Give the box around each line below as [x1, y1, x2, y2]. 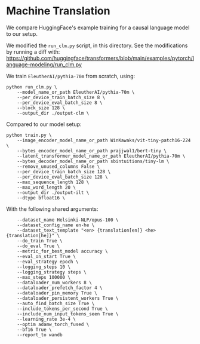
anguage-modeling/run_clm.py [6, 61, 82, 68]
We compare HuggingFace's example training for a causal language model [6, 24, 190, 31]
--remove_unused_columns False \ [17, 163, 100, 170]
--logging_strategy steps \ [17, 269, 87, 275]
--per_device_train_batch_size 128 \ [17, 168, 111, 174]
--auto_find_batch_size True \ [17, 300, 95, 306]
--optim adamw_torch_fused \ [17, 321, 90, 327]
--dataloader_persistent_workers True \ [17, 295, 119, 301]
